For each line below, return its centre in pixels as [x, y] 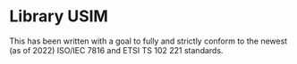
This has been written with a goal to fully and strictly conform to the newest [148, 41]
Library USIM [59, 16]
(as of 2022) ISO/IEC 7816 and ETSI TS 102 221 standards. [116, 50]
